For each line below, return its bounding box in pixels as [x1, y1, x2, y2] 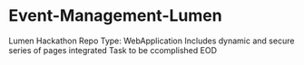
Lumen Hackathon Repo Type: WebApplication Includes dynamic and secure [8, 35, 295, 46]
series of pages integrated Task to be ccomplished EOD [8, 44, 218, 55]
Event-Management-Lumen [8, 5, 223, 26]
